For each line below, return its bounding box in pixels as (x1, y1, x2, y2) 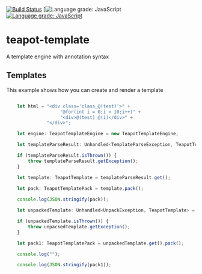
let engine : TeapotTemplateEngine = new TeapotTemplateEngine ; (17, 131, 179, 137)
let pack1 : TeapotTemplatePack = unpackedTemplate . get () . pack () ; (17, 240, 185, 246)
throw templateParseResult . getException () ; (28, 158, 138, 164)
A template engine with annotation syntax (6, 53, 109, 60)
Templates (6, 70, 47, 81)
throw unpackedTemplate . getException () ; (28, 224, 130, 230)
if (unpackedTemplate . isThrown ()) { (17, 218, 109, 224)
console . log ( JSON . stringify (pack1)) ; (17, 262, 112, 268)
